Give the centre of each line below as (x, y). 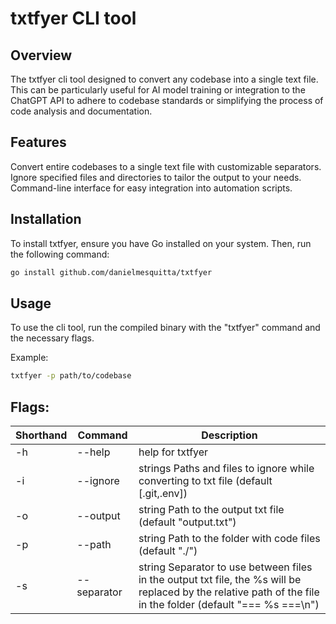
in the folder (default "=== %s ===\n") (229, 604)
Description (229, 435)
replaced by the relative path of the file (229, 592)
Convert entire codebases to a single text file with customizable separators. (166, 166)
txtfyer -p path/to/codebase (71, 376)
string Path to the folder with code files (229, 538)
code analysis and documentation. (81, 111)
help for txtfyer (173, 452)
